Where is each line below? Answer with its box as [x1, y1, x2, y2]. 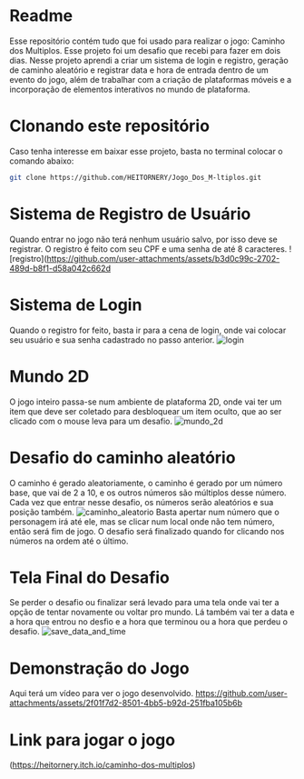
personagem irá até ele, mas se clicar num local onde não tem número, [9, 515, 275, 527]
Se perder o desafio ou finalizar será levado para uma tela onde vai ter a [9, 597, 279, 608]
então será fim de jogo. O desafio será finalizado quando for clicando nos [9, 525, 285, 536]
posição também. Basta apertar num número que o [9, 506, 279, 517]
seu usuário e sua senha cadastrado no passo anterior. [9, 334, 215, 345]
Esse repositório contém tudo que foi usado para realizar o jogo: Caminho [9, 35, 286, 46]
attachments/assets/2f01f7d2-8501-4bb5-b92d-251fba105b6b [9, 697, 243, 709]
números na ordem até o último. [9, 535, 129, 546]
